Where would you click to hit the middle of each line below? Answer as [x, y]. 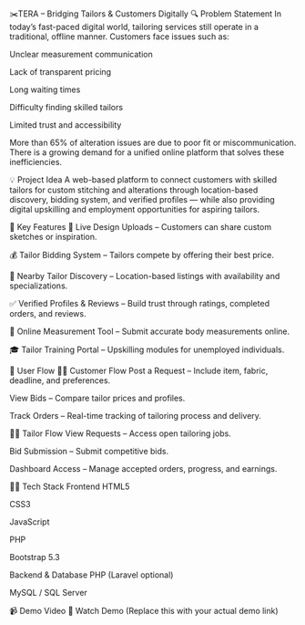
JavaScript [30, 522]
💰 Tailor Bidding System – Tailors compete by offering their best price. [142, 255]
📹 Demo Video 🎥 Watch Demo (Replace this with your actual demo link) [144, 611]
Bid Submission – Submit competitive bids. [89, 451]
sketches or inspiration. [53, 237]
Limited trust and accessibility [66, 125]
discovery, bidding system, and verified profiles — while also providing [142, 199]
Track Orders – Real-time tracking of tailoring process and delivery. [136, 416]
